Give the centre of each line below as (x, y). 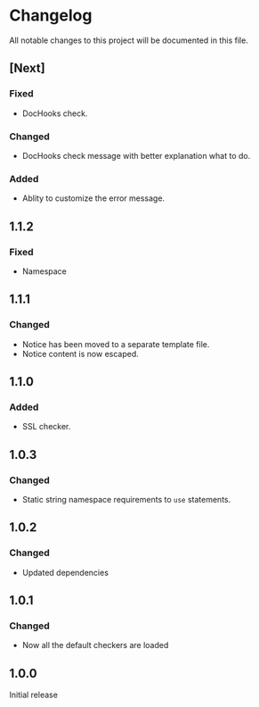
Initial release (33, 695)
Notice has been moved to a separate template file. (116, 344)
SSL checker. (46, 427)
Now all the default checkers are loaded (95, 645)
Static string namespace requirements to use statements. (126, 499)
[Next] (28, 68)
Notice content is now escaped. (81, 353)
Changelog (51, 16)
